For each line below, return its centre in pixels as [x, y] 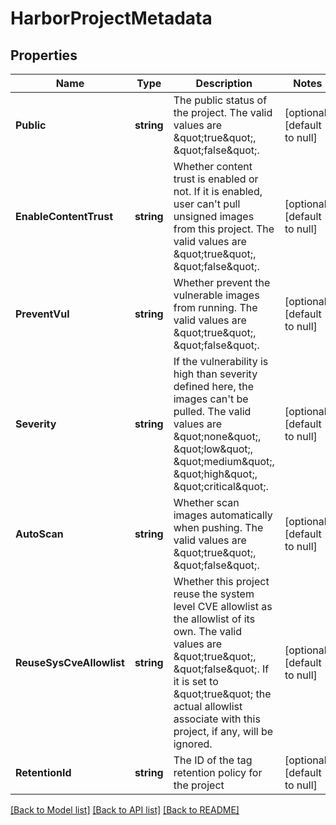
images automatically [223, 515]
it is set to [196, 681]
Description [224, 83]
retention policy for [218, 772]
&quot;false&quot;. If [221, 669]
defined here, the [214, 386]
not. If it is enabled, [218, 191]
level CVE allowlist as [223, 606]
